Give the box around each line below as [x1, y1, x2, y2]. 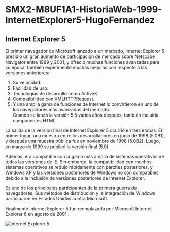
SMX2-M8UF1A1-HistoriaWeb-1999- [5, 4, 162, 15]
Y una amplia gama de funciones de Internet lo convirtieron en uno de [12, 101, 159, 107]
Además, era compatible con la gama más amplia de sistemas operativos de [5, 154, 164, 159]
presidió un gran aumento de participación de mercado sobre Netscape [5, 53, 155, 60]
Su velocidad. [12, 80, 42, 85]
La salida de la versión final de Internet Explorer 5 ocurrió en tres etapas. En [5, 127, 164, 133]
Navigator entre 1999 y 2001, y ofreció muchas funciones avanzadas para [5, 59, 160, 65]
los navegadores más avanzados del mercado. [12, 107, 110, 112]
